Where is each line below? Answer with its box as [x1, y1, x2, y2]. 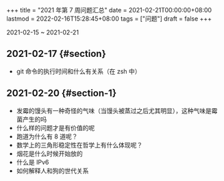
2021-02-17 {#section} [6, 48, 107, 60]
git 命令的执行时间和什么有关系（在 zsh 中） [16, 67, 141, 75]
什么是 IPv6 [16, 158, 49, 166]
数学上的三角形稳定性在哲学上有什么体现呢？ [16, 141, 143, 149]
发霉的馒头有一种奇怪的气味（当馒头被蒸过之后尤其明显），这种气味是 [16, 106, 212, 114]
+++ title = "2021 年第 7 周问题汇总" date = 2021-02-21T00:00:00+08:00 [6, 6, 212, 14]
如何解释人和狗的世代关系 [16, 167, 89, 175]
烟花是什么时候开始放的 [16, 149, 83, 158]
